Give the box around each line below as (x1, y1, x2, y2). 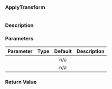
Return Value (5, 79, 37, 86)
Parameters (5, 35, 33, 42)
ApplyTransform (5, 4, 45, 11)
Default (54, 48, 72, 55)
